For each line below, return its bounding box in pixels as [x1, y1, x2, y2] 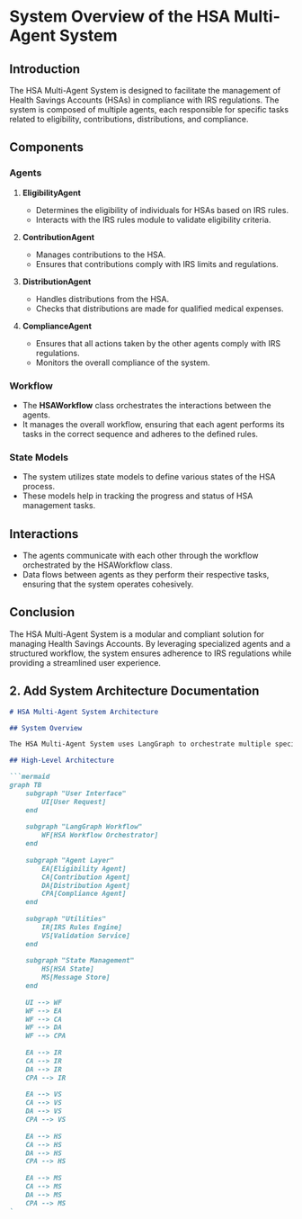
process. [22, 481, 56, 492]
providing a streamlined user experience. [9, 657, 162, 668]
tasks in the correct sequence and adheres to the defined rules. [22, 428, 259, 439]
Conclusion [9, 605, 75, 620]
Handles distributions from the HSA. [35, 293, 169, 304]
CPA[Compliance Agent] [41, 889, 127, 899]
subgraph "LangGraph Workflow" [25, 822, 143, 831]
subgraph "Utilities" [25, 915, 106, 924]
